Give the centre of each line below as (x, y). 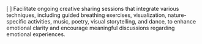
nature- (177, 15)
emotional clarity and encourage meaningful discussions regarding (91, 28)
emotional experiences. (36, 34)
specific (17, 21)
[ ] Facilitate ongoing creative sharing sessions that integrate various (93, 9)
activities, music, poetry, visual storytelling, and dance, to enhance (112, 21)
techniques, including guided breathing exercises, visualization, (86, 15)
